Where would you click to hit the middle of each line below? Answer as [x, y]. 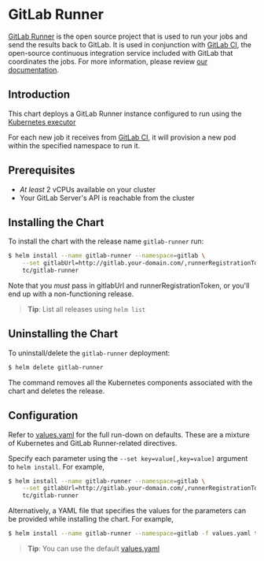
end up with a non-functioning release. [71, 294]
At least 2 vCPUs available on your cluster [87, 189]
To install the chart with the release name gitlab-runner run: [106, 241]
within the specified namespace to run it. [74, 145]
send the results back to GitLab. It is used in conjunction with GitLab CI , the [130, 44]
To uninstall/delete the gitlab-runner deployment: [89, 353]
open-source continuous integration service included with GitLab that [121, 53]
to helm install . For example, [56, 466]
